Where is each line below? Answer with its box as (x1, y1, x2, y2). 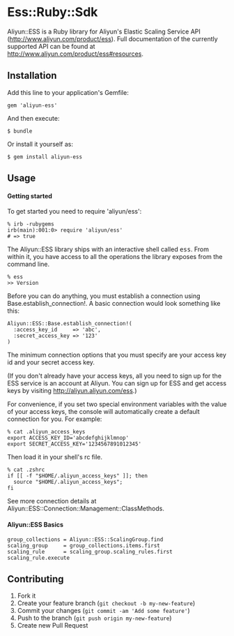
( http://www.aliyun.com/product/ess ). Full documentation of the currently (7, 34, 218, 43)
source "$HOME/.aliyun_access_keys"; (13, 479, 123, 486)
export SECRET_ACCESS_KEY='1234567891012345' (7, 441, 141, 448)
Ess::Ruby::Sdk (7, 4, 98, 20)
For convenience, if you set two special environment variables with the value (7, 400, 227, 408)
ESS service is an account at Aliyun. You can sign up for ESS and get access (7, 379, 227, 387)
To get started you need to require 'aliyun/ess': (7, 207, 142, 216)
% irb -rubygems (7, 221, 54, 228)
